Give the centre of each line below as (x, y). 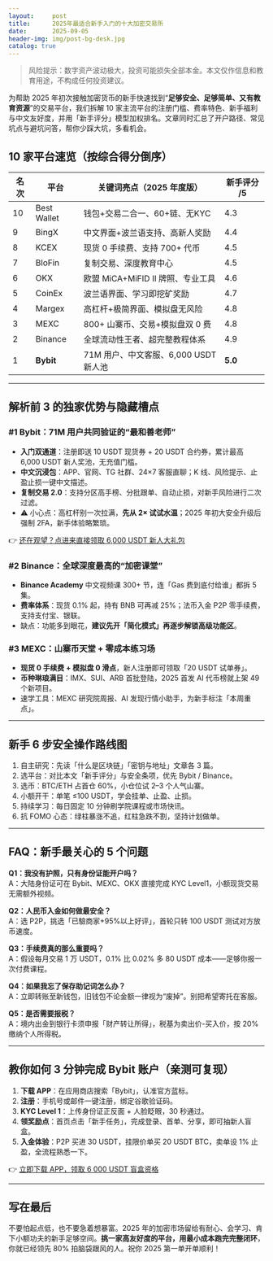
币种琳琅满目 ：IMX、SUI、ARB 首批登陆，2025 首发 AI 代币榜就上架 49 (140, 678)
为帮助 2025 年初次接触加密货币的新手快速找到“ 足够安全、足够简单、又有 (131, 98)
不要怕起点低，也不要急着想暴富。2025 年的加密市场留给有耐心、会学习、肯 (136, 1228)
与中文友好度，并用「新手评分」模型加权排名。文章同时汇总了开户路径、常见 (136, 118)
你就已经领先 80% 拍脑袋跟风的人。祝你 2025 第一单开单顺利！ (115, 1249)
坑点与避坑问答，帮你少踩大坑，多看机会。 (80, 129)
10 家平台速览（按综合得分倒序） (91, 157)
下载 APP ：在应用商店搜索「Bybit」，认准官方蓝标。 (106, 1090)
